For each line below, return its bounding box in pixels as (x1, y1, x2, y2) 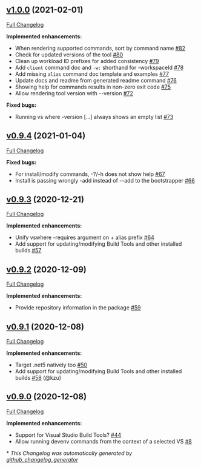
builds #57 (15, 247, 42, 254)
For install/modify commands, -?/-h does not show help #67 (15, 170, 165, 178)
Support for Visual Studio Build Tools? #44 (15, 431, 122, 439)
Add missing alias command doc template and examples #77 (15, 70, 170, 78)
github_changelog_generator (6, 456, 79, 463)
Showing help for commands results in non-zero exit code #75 (15, 83, 171, 90)
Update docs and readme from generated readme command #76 (15, 76, 177, 84)
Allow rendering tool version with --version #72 (15, 89, 133, 96)
